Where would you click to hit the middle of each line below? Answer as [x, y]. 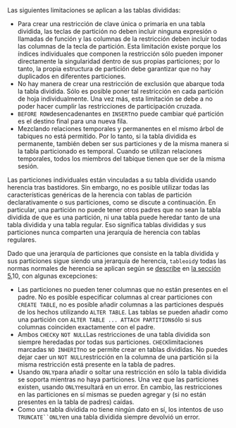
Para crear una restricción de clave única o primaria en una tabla [111, 24]
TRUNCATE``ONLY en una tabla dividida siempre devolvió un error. [108, 417]
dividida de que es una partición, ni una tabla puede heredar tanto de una [114, 217]
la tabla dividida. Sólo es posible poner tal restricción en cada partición [120, 91]
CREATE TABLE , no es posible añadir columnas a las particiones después [120, 305]
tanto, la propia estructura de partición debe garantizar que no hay [114, 69]
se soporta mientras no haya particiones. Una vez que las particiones [118, 379]
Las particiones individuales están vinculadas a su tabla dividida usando [112, 180]
